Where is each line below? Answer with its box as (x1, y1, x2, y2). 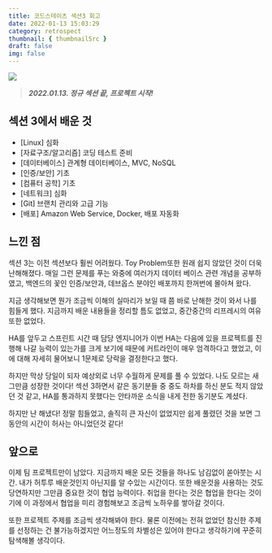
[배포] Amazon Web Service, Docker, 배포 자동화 (19, 208, 180, 218)
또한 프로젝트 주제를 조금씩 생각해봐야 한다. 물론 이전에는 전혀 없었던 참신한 (8, 516, 247, 525)
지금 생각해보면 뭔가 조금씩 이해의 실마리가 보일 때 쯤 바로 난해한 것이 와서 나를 (8, 295, 257, 305)
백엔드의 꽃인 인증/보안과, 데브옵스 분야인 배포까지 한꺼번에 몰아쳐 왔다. (25, 278, 252, 288)
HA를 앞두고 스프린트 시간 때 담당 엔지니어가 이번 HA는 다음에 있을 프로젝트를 (8, 333, 254, 342)
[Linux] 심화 (19, 137, 59, 147)
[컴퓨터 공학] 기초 (19, 178, 76, 188)
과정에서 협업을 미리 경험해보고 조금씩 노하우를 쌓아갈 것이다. (32, 498, 225, 508)
